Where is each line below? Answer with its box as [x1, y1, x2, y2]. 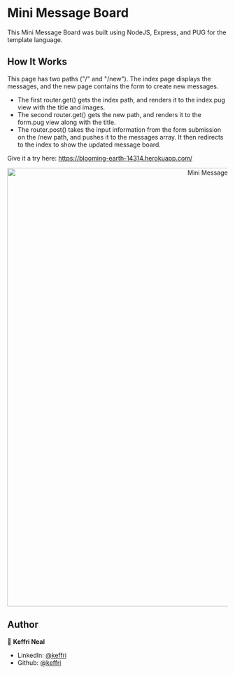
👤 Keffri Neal [7, 637, 45, 646]
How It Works [7, 56, 68, 68]
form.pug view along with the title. [17, 118, 116, 126]
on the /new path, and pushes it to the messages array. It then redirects [17, 133, 224, 141]
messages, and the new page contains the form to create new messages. [7, 82, 219, 90]
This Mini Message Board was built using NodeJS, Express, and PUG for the [7, 28, 227, 36]
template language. [7, 35, 63, 43]
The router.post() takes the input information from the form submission [17, 125, 222, 134]
